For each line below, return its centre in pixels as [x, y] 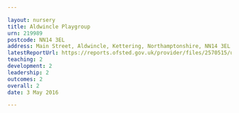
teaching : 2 [25, 60]
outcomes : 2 [25, 79]
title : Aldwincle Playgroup [49, 26]
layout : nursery [31, 20]
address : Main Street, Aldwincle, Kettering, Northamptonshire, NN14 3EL [119, 47]
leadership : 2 [28, 72]
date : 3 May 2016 [33, 93]
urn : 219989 [25, 33]
